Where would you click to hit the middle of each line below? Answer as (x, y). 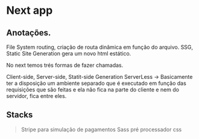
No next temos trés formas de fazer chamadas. (65, 65)
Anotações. (29, 33)
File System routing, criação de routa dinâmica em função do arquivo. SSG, (100, 47)
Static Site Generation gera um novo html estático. (69, 54)
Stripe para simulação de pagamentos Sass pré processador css (101, 129)
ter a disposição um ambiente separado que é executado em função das (96, 83)
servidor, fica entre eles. (36, 96)
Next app (30, 11)
